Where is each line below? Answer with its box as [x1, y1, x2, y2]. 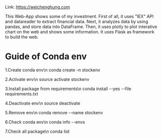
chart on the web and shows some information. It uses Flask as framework [5, 29, 155, 34]
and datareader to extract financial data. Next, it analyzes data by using [5, 19, 148, 24]
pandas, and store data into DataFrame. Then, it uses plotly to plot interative [5, 24, 157, 30]
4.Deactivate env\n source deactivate [5, 100, 80, 106]
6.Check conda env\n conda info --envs [5, 119, 85, 125]
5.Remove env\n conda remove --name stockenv [5, 109, 103, 115]
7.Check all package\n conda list [5, 128, 70, 134]
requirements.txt [5, 91, 38, 96]
